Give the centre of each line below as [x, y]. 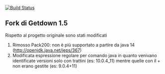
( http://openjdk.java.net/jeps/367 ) [47, 50]
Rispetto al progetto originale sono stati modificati [56, 35]
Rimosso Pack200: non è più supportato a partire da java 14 [74, 45]
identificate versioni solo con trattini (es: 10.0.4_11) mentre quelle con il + [86, 61]
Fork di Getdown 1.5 [37, 23]
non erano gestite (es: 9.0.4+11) [45, 66]
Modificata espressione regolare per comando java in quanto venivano [85, 55]
